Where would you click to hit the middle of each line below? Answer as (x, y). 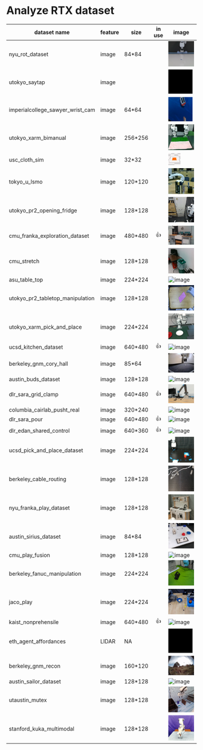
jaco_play (21, 602)
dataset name (52, 32)
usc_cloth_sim (26, 160)
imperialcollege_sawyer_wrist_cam (52, 110)
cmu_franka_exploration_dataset (49, 235)
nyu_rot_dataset (29, 54)
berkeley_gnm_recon (35, 666)
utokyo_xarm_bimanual (37, 137)
